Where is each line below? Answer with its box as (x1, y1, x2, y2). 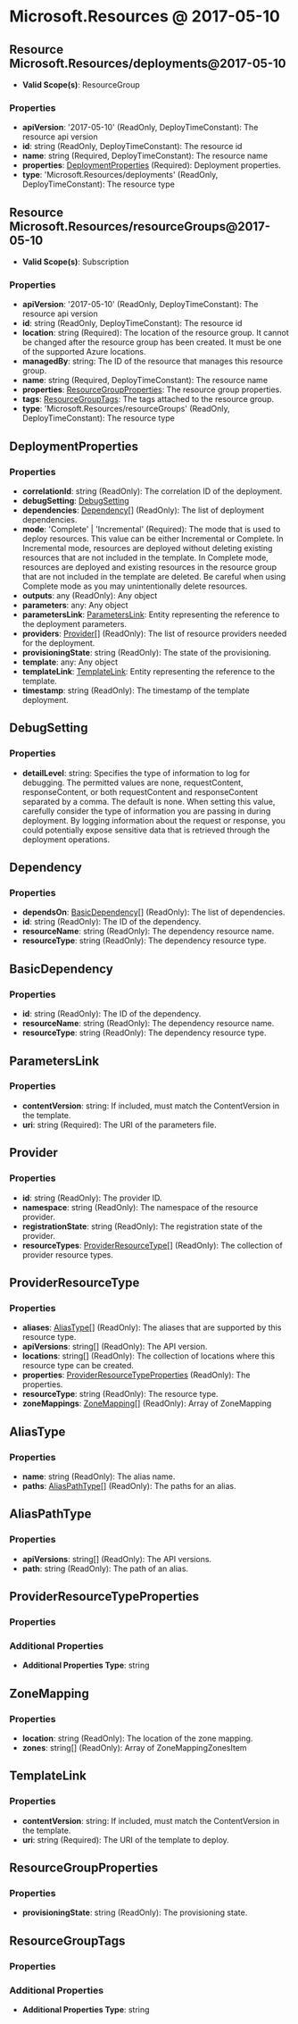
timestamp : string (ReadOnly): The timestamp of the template (21, 685, 250, 696)
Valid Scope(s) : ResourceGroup (21, 79, 140, 90)
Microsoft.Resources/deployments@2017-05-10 (9, 55, 286, 71)
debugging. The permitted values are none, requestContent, (21, 777, 244, 788)
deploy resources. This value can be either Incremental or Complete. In (21, 533, 284, 544)
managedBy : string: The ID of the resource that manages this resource (21, 355, 284, 367)
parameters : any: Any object (21, 600, 128, 611)
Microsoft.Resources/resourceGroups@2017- (9, 219, 270, 234)
